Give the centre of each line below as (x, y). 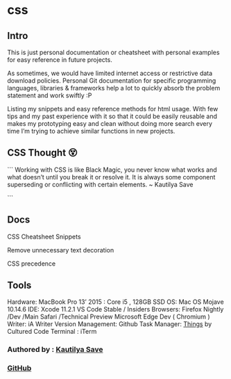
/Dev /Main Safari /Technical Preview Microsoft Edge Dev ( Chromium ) (109, 317)
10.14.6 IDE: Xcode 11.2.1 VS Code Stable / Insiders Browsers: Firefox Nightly (115, 309)
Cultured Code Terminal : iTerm (52, 332)
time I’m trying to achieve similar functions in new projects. (91, 131)
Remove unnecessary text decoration (61, 250)
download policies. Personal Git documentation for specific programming (112, 81)
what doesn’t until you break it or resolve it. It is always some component (111, 177)
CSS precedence (32, 264)
